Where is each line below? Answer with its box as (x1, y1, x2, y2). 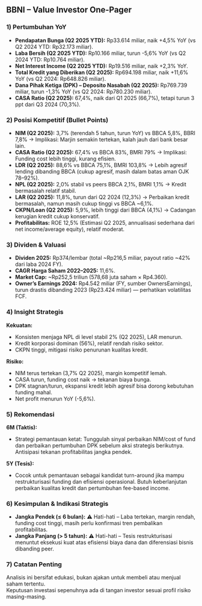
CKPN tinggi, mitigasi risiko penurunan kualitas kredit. (14, 346, 148, 353)
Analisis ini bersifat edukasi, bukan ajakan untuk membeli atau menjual (6, 574, 181, 581)
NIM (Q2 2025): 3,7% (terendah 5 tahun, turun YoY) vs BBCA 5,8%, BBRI (14, 129, 195, 136)
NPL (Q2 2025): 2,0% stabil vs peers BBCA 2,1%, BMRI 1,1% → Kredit (14, 180, 186, 188)
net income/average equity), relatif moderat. (14, 226, 125, 233)
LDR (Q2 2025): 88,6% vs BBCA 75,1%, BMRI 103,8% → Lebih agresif (14, 161, 188, 168)
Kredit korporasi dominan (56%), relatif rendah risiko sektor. (14, 339, 164, 347)
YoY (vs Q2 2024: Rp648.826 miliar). (14, 75, 106, 82)
